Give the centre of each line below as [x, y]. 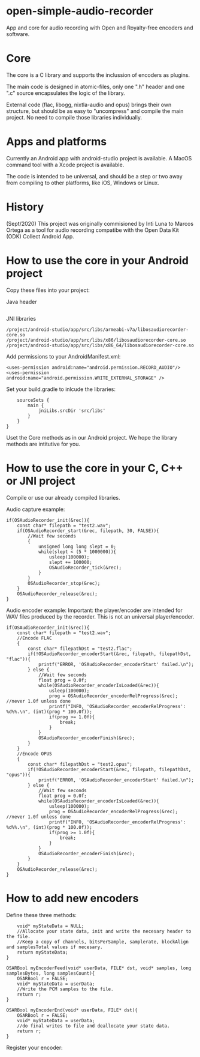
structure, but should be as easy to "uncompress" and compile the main [95, 111]
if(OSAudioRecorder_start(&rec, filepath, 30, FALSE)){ [88, 531]
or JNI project [41, 481]
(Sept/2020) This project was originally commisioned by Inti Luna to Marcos [100, 223]
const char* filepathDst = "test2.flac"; [80, 649]
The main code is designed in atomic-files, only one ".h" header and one [96, 86]
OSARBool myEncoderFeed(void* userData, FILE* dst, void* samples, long [99, 968]
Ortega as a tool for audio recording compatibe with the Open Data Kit [93, 230]
